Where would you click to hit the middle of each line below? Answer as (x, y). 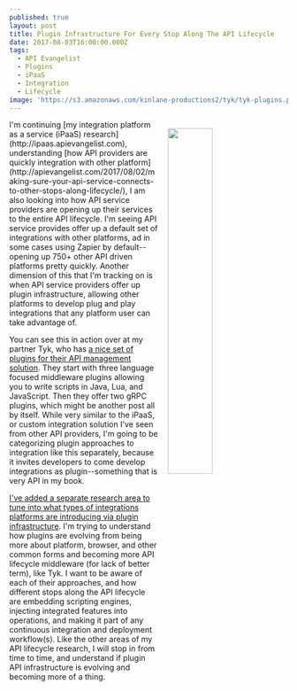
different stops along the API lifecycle (77, 592)
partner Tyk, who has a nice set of (72, 349)
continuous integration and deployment (81, 630)
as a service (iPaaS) (46, 135)
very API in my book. (47, 481)
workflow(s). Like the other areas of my (81, 640)
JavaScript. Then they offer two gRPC (78, 396)
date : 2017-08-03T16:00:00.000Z (69, 42)
